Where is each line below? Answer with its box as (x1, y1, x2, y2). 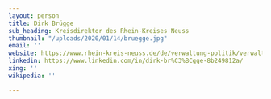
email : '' (8, 42, 42, 50)
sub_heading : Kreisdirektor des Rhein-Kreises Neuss (8, 27, 190, 35)
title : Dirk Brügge (8, 19, 74, 27)
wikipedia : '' (8, 72, 56, 80)
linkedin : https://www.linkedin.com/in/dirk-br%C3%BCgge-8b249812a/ (8, 57, 244, 65)
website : (8, 49, 38, 57)
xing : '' (8, 64, 38, 72)
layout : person (8, 11, 60, 20)
